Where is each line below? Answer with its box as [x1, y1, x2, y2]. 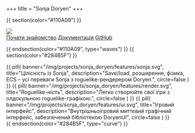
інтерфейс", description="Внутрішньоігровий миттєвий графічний [6, 107, 172, 115]
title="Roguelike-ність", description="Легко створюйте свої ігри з [6, 88, 171, 96]
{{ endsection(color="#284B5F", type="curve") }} [6, 120, 128, 127]
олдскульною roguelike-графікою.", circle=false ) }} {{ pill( [6, 95, 151, 102]
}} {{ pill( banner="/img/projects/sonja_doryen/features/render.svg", [6, 83, 172, 89]
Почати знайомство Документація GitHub [6, 34, 113, 41]
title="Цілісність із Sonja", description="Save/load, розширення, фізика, [6, 69, 185, 77]
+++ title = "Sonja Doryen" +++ [6, 5, 83, 12]
